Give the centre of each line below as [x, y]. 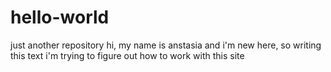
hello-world [60, 17]
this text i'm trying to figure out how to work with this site [127, 55]
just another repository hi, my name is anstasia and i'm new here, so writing [166, 45]
